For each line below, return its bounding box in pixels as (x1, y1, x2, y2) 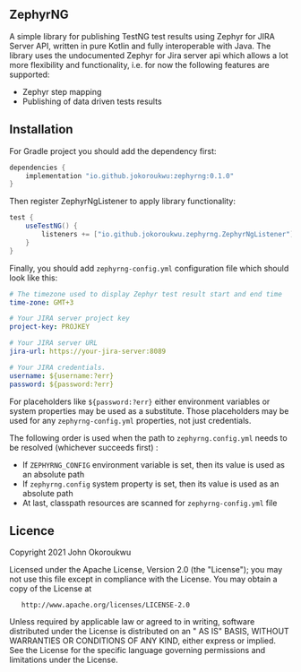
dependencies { (9, 163, 66, 172)
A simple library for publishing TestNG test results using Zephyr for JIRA (9, 30, 276, 41)
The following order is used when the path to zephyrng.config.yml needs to (9, 432, 288, 443)
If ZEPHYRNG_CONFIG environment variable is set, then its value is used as (21, 459, 285, 470)
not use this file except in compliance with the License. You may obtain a (9, 573, 278, 585)
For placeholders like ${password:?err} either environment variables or (9, 396, 271, 407)
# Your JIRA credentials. (9, 363, 106, 372)
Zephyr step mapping (21, 86, 102, 97)
